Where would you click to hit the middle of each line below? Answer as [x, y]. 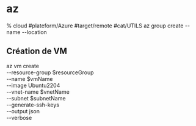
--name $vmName [30, 79]
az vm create [23, 66]
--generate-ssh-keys [33, 105]
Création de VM [37, 51]
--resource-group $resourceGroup [50, 72]
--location [34, 32]
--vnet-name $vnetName [38, 92]
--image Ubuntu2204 [33, 85]
